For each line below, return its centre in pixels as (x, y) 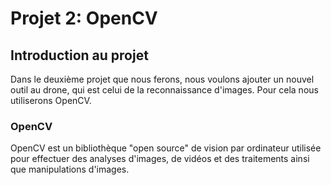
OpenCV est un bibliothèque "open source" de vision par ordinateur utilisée (166, 148)
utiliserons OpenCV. (51, 100)
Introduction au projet (79, 55)
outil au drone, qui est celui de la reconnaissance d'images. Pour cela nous (164, 90)
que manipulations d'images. (70, 169)
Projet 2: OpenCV (84, 18)
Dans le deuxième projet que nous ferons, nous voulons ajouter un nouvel (162, 79)
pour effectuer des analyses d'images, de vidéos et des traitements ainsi (160, 159)
